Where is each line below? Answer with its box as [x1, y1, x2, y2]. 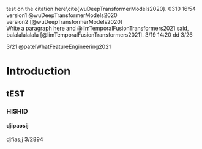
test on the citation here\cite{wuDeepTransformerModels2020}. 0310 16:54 [6, 5, 196, 12]
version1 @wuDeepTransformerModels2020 [6, 12, 118, 19]
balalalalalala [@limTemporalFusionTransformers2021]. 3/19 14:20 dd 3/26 [6, 31, 193, 38]
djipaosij [6, 122, 29, 129]
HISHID [6, 107, 29, 115]
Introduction [6, 64, 71, 78]
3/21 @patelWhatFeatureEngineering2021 [6, 43, 111, 50]
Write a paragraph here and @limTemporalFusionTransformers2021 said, [6, 24, 189, 32]
